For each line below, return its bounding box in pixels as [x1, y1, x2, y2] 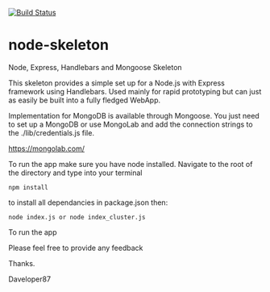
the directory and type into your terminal [8, 168, 143, 177]
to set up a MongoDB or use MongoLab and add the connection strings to [8, 119, 253, 129]
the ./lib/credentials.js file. [8, 127, 95, 137]
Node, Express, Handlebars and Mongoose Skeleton [8, 62, 183, 72]
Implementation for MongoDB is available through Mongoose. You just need [8, 111, 260, 120]
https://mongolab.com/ [8, 144, 85, 153]
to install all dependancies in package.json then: [8, 198, 168, 207]
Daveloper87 [8, 274, 51, 284]
